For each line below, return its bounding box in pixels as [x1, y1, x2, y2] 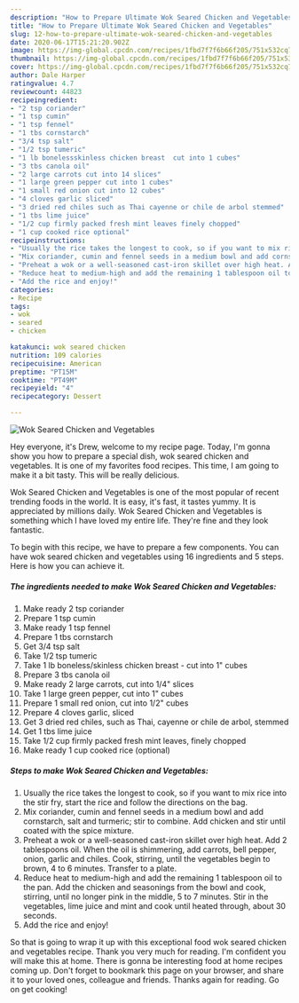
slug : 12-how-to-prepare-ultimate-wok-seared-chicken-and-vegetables [10, 29, 273, 38]
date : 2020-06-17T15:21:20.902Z [10, 37, 130, 47]
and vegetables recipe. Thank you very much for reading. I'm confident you [10, 946, 287, 957]
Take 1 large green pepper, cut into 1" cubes [22, 688, 185, 699]
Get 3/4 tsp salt [22, 641, 81, 652]
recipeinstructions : [10, 236, 87, 245]
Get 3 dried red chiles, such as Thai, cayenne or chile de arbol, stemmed [22, 716, 289, 727]
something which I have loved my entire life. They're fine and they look [10, 516, 269, 525]
